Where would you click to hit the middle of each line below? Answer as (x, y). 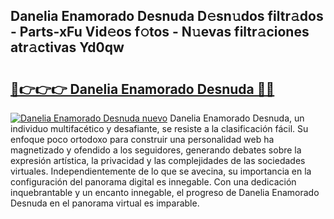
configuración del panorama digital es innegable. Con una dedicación (153, 182)
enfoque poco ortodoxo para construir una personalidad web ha (142, 139)
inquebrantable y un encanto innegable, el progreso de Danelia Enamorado (165, 192)
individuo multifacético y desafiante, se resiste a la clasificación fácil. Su (159, 128)
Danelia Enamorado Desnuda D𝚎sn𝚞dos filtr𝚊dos (167, 16)
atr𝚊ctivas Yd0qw (67, 47)
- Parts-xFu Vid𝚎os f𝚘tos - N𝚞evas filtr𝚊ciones (160, 32)
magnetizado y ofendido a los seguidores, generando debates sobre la (156, 150)
